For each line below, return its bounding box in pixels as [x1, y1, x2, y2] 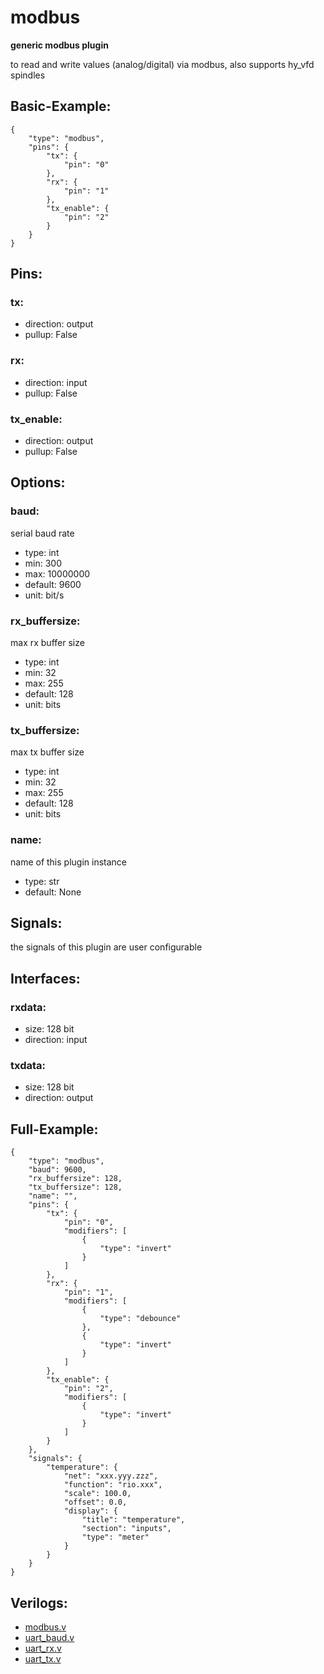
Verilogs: [10, 1594, 68, 1611]
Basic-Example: [10, 98, 112, 115]
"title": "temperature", [81, 1515, 186, 1525]
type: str [24, 875, 60, 887]
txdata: [10, 1059, 46, 1073]
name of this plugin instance [10, 856, 128, 868]
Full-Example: [10, 1121, 99, 1138]
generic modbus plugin [10, 39, 109, 51]
